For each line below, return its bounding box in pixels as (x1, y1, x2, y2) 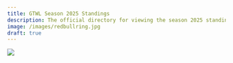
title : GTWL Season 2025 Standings (7, 10, 110, 17)
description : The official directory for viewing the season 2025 (7, 17, 203, 24)
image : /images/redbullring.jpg (7, 23, 101, 30)
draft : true (7, 29, 42, 37)
